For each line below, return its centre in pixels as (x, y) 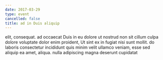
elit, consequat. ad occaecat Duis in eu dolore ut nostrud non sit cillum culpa (82, 37)
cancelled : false (23, 19)
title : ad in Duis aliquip (32, 23)
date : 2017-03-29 (23, 10)
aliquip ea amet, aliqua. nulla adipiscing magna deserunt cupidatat (71, 53)
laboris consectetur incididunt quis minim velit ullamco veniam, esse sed (78, 47)
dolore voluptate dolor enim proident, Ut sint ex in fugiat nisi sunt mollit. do (80, 42)
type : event (17, 14)
